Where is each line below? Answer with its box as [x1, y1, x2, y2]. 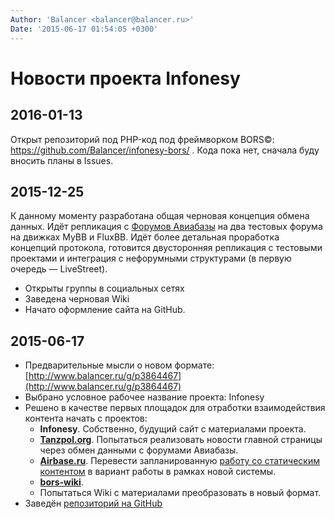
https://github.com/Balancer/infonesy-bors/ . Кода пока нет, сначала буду [10, 144, 320, 156]
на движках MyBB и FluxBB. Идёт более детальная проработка [10, 231, 280, 243]
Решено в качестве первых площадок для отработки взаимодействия [24, 402, 326, 414]
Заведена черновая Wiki [24, 293, 130, 305]
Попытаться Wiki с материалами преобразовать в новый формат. [39, 487, 322, 499]
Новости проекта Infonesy [10, 67, 241, 90]
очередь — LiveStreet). [10, 263, 108, 275]
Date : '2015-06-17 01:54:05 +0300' [10, 24, 159, 34]
